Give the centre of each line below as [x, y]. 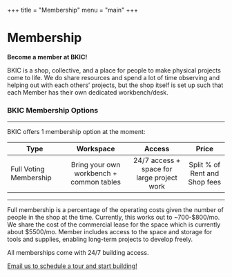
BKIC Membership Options [53, 110]
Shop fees [205, 182]
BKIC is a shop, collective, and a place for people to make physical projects [114, 70]
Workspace [96, 149]
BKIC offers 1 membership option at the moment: [76, 132]
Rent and [204, 173]
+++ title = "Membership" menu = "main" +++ [73, 10]
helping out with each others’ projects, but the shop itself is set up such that [115, 85]
